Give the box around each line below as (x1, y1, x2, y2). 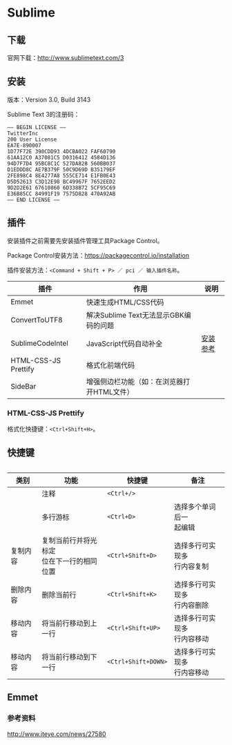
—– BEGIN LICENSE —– (7, 124, 67, 130)
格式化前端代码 (86, 360, 135, 370)
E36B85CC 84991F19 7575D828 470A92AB (7, 190, 116, 197)
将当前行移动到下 (41, 652, 97, 661)
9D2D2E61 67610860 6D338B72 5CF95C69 (7, 184, 116, 191)
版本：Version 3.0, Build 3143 (7, 95, 91, 104)
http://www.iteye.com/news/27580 (7, 730, 106, 738)
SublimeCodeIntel (10, 338, 69, 348)
